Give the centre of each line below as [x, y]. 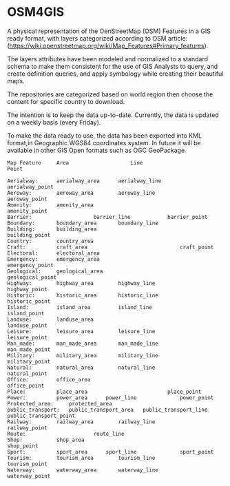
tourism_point [28, 464]
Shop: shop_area [46, 440]
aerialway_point [30, 187]
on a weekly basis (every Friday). [54, 122]
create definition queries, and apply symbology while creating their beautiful [115, 74]
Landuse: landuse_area [51, 319]
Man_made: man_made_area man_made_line [83, 344]
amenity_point [28, 211]
